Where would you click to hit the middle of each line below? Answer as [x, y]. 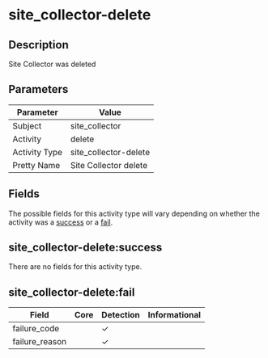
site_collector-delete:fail [72, 292]
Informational [174, 315]
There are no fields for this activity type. [75, 267]
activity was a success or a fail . [61, 222]
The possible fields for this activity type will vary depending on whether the [134, 213]
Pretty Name [36, 165]
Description [38, 45]
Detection [120, 315]
